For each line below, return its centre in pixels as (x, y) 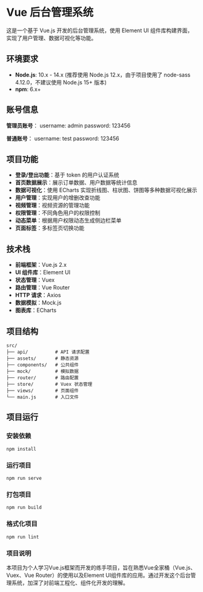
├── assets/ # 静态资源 (42, 358)
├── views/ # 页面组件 (42, 391)
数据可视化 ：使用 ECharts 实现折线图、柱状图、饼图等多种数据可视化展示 (106, 190)
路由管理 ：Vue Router (42, 288)
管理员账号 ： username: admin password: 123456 (68, 126)
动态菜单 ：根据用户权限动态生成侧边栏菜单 (68, 220)
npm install (21, 449)
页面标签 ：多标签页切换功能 (50, 228)
